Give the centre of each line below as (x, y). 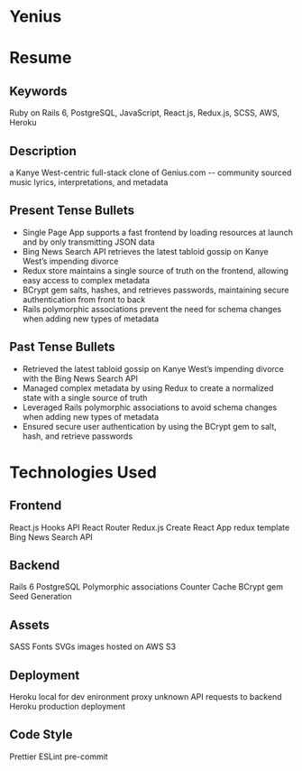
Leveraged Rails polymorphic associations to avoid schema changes (150, 407)
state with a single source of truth (85, 397)
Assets (29, 625)
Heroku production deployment (68, 707)
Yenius (36, 17)
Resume (41, 58)
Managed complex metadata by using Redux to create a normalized (148, 388)
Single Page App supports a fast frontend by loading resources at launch (157, 232)
